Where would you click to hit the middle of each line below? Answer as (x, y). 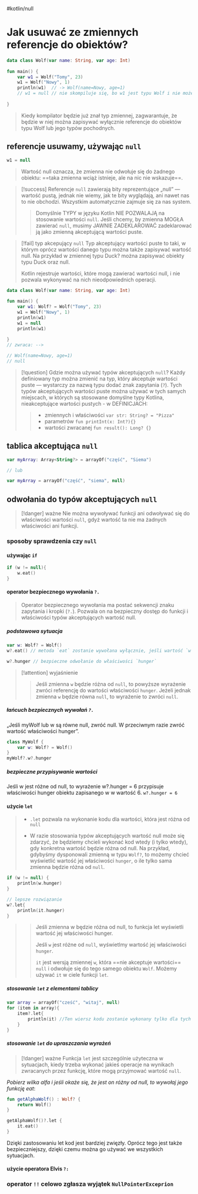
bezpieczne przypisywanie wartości (52, 771)
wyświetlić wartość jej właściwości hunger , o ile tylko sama (101, 861)
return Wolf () (34, 1105)
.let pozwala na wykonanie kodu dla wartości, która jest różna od (110, 819)
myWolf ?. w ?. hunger (29, 758)
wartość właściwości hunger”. (43, 731)
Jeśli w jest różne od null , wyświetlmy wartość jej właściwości (111, 945)
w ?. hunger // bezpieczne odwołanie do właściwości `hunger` (82, 661)
